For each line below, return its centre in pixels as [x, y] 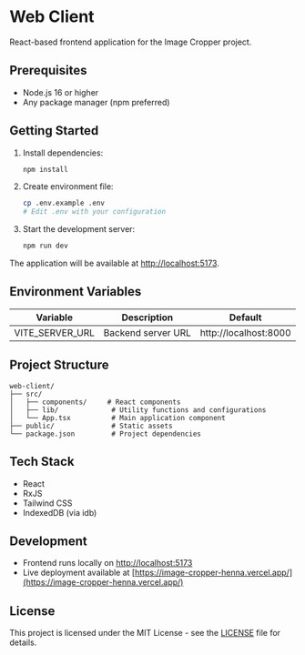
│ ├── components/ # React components [95, 402]
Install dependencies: [63, 153]
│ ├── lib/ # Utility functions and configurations [138, 410]
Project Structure [59, 365]
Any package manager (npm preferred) [96, 102]
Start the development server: [79, 229]
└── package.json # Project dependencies [106, 434]
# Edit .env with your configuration [94, 212]
